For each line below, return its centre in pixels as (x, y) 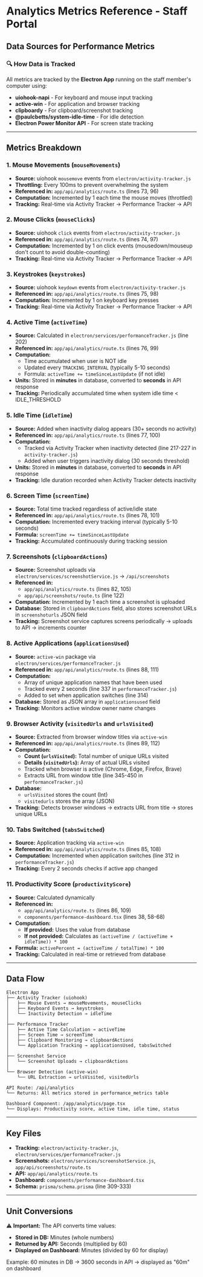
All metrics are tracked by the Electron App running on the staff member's (99, 79)
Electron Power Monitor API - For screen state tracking (84, 123)
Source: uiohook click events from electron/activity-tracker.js (98, 233)
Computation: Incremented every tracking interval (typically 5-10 (96, 522)
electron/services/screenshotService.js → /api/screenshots (92, 576)
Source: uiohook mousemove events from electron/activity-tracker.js (103, 178)
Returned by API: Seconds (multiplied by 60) (71, 1244)
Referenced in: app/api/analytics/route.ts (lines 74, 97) (86, 239)
